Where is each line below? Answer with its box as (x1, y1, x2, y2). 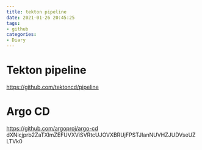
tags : (6, 20, 20, 26)
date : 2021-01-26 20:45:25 (6, 15, 75, 21)
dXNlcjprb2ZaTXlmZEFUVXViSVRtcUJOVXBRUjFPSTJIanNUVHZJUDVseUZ (6, 131, 197, 138)
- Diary (6, 37, 26, 43)
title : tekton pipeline (6, 9, 67, 15)
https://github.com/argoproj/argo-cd (6, 124, 99, 132)
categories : (6, 32, 37, 38)
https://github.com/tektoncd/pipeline (6, 83, 99, 90)
